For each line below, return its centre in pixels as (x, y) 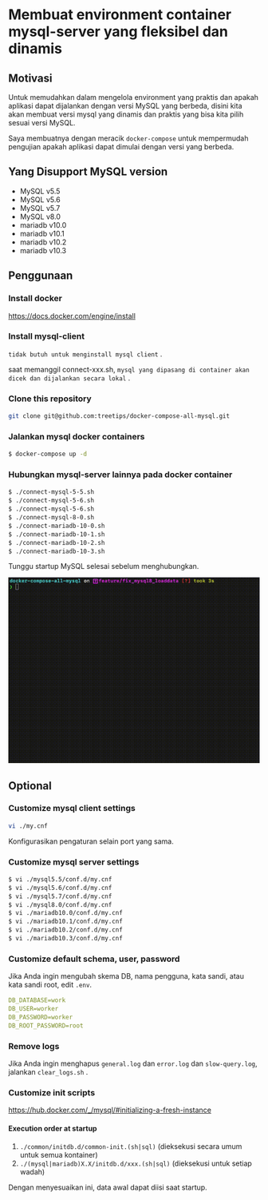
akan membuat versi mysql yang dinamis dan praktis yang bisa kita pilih (126, 114)
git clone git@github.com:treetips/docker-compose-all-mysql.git (119, 416)
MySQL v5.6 (40, 199)
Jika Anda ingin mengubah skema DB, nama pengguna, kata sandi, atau (126, 976)
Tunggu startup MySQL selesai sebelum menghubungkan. (104, 566)
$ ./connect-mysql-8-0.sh (51, 518)
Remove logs (34, 1046)
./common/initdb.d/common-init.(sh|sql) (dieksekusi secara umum (131, 1146)
